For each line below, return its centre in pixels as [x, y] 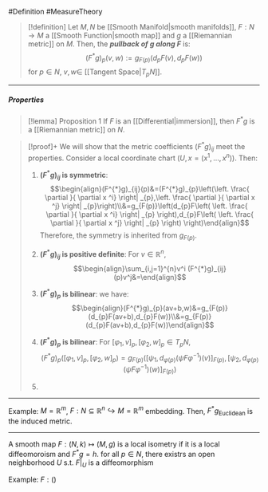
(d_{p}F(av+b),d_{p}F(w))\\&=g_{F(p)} [150, 317]
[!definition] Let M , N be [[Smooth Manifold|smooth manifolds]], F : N [141, 27]
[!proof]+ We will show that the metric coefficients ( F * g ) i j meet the [136, 146]
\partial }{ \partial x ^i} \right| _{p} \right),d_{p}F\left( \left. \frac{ [150, 215]
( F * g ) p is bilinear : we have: [84, 294]
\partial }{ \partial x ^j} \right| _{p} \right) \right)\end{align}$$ [150, 223]
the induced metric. [40, 421]
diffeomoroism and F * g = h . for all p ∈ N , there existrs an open [112, 453]
